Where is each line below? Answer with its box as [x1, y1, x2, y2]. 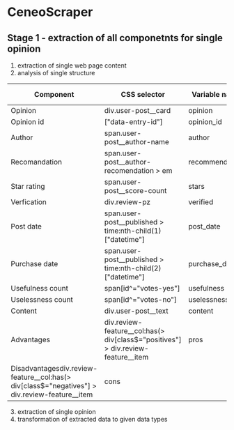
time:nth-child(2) [104, 263, 162, 272]
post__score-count [104, 186, 167, 195]
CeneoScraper [7, 4, 93, 20]
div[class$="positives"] [104, 335, 182, 344]
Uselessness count [10, 295, 73, 304]
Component [33, 90, 75, 99]
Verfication [10, 197, 47, 206]
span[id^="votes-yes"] [104, 284, 180, 293]
